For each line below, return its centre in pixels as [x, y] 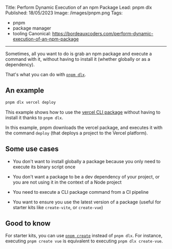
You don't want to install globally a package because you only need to [87, 161]
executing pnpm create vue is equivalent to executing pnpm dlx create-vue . [84, 241]
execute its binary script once [44, 167]
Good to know [28, 223]
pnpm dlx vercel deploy [31, 102]
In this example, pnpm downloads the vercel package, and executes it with [84, 127]
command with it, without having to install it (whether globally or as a [78, 59]
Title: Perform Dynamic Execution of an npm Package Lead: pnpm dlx [79, 7]
